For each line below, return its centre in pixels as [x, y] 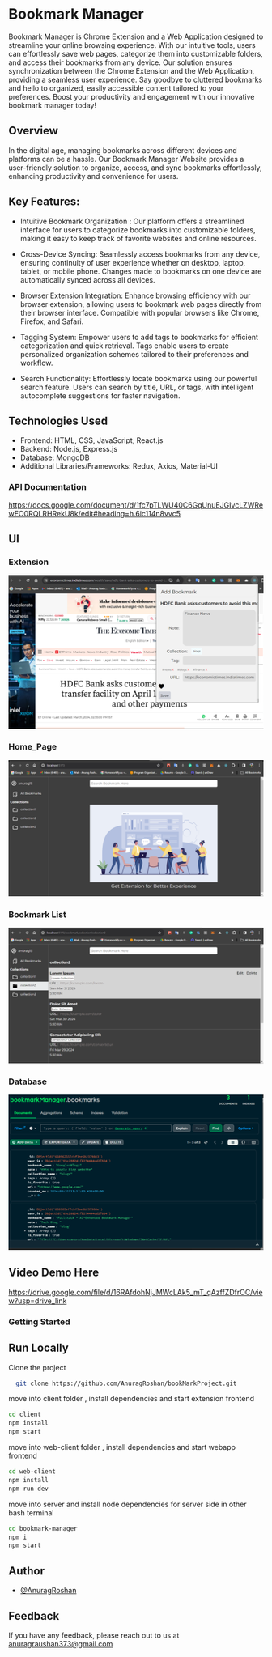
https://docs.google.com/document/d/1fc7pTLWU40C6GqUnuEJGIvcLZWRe [136, 505]
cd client [25, 1415]
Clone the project [37, 1367]
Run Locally [38, 1348]
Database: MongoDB [55, 457]
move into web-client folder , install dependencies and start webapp [122, 1447]
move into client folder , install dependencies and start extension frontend [132, 1399]
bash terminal [31, 1513]
